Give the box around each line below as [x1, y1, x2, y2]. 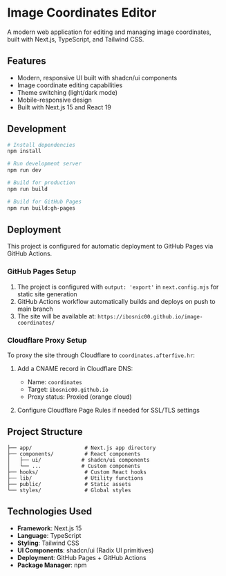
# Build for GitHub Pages [7, 198, 82, 205]
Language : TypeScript [17, 531, 82, 539]
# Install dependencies [7, 141, 76, 148]
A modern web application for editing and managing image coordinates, [7, 28, 212, 36]
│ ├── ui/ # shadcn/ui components [7, 456, 150, 463]
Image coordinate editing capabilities [17, 81, 123, 89]
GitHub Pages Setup [7, 267, 77, 276]
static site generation [17, 289, 77, 298]
